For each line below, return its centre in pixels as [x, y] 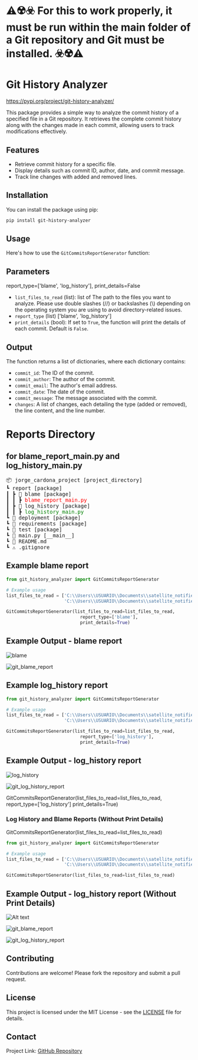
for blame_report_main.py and [63, 456]
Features [23, 150]
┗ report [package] [34, 488]
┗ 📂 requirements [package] [47, 524]
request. [16, 979]
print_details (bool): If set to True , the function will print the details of [100, 323]
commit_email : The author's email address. [66, 386]
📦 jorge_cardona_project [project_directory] [74, 480]
